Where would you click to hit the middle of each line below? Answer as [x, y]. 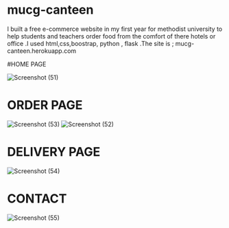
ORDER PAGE [45, 105]
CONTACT [37, 198]
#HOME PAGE [27, 64]
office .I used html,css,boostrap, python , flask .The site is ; [91, 43]
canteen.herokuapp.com [42, 51]
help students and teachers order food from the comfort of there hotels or [111, 36]
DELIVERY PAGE [54, 152]
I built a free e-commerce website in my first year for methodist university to [115, 29]
